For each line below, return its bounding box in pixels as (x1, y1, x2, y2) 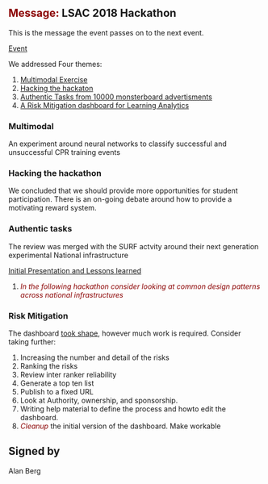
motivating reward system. (8, 203, 97, 213)
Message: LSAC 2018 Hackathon (8, 6, 177, 20)
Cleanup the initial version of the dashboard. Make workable (19, 421, 221, 431)
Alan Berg (8, 465, 42, 475)
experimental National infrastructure (8, 250, 129, 260)
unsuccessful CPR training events (8, 148, 121, 157)
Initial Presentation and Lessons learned (8, 265, 142, 275)
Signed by (8, 444, 61, 458)
